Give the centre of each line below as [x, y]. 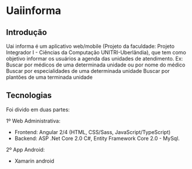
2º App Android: [25, 149]
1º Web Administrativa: [33, 121]
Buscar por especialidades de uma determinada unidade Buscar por [88, 71]
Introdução [27, 32]
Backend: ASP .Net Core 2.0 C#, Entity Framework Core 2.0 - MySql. [97, 138]
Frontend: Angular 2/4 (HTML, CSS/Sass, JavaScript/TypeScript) [92, 132]
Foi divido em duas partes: [38, 110]
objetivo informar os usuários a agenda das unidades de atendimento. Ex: [95, 59]
